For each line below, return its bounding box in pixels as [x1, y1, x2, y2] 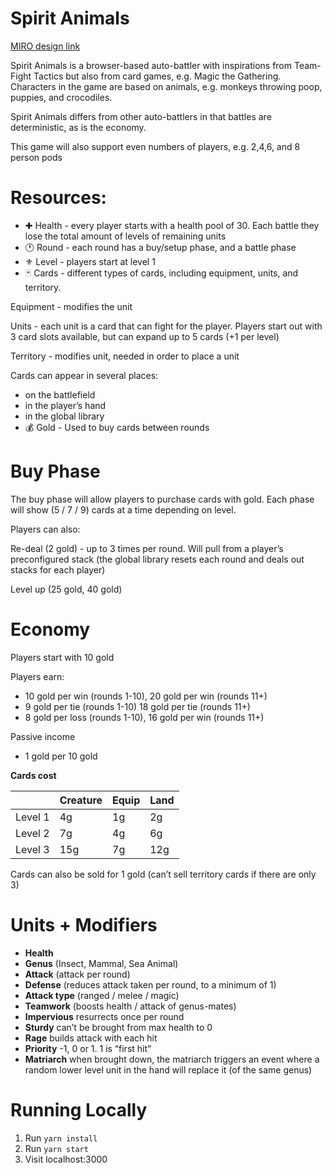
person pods [10, 151, 63, 163]
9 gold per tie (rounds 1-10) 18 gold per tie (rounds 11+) [24, 700, 251, 712]
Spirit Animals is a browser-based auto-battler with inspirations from [10, 59, 293, 71]
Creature [59, 793, 103, 807]
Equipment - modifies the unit [10, 300, 133, 312]
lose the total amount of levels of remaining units [24, 230, 227, 242]
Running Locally [10, 1098, 148, 1121]
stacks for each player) [10, 563, 106, 576]
